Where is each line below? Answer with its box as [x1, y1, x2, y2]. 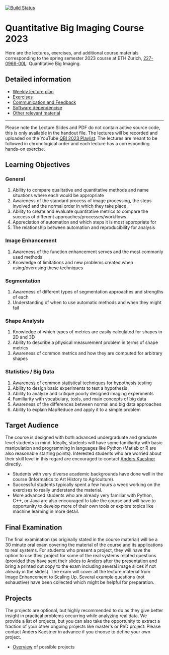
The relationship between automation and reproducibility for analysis [12, 224, 155, 230]
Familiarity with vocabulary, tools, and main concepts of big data [12, 396, 147, 402]
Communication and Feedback [12, 99, 76, 105]
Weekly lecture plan [12, 88, 54, 94]
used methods [12, 254, 43, 260]
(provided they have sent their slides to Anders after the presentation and [5, 558, 157, 564]
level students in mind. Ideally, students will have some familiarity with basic [5, 440, 162, 446]
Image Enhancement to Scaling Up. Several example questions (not [5, 574, 145, 580]
